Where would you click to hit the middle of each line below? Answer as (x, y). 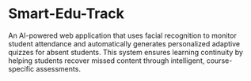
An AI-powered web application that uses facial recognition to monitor (123, 35)
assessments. (59, 68)
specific (21, 68)
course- (219, 61)
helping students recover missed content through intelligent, (106, 61)
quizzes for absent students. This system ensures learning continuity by (126, 52)
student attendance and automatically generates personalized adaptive (124, 43)
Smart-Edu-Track (67, 14)
